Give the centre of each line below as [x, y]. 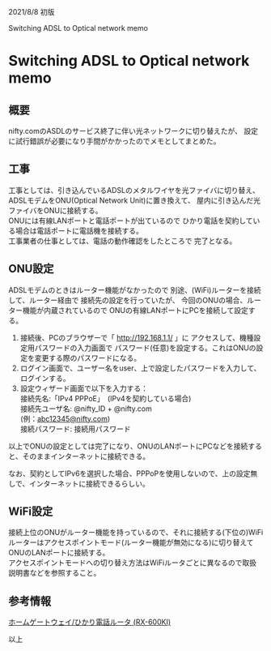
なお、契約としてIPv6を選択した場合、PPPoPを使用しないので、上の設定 [129, 473]
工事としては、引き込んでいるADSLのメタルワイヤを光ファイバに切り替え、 [134, 190]
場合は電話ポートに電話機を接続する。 [79, 230]
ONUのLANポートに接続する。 [59, 553]
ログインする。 [45, 378]
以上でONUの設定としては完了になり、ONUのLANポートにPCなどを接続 [128, 446]
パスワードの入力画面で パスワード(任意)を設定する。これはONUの [145, 348]
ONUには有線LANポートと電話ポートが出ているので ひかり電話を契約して [131, 221]
